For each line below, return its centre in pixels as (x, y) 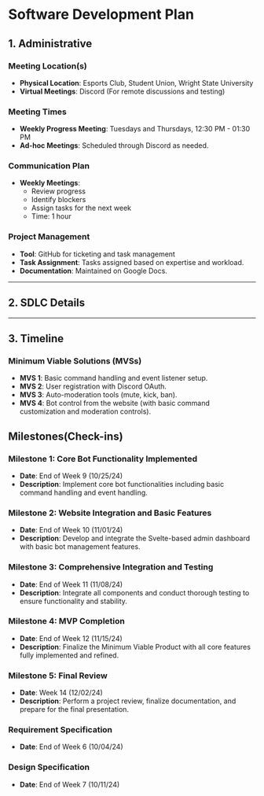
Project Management (49, 237)
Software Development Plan (101, 15)
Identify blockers (59, 200)
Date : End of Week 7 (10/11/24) (70, 784)
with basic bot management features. (80, 547)
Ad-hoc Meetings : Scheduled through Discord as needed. (114, 146)
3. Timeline (36, 339)
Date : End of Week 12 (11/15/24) (71, 638)
